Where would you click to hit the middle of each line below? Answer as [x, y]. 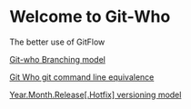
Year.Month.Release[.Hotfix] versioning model [95, 94]
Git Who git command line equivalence [82, 77]
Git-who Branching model [58, 59]
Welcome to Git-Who [90, 17]
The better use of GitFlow [57, 42]
